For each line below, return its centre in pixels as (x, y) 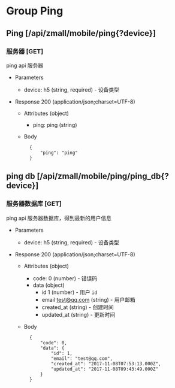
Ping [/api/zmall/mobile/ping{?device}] (81, 33)
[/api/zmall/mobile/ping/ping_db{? (103, 176)
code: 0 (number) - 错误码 (65, 278)
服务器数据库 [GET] (34, 204)
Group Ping (35, 11)
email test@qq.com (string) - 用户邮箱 (89, 299)
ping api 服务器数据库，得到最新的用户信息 (59, 218)
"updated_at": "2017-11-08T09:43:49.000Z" (105, 369)
